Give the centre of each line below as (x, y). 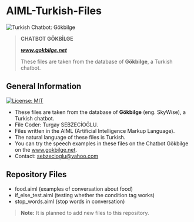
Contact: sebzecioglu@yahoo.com (56, 156)
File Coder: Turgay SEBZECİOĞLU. (56, 125)
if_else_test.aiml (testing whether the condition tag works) (84, 195)
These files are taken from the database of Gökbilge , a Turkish (96, 61)
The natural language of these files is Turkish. (70, 137)
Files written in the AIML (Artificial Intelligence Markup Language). (95, 130)
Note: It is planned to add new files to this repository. (85, 213)
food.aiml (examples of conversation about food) (74, 189)
